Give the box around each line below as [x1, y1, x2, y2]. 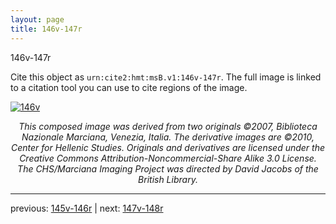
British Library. [138, 173, 198, 185]
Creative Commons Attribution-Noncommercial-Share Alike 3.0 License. [19, 152, 317, 164]
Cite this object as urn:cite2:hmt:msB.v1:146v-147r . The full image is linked [10, 71, 322, 83]
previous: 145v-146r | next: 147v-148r [10, 202, 164, 214]
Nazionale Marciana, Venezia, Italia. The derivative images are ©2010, [21, 131, 315, 143]
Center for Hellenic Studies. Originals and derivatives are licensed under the [10, 141, 326, 153]
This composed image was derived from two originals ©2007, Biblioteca [18, 120, 318, 132]
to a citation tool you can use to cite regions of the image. [10, 81, 248, 93]
